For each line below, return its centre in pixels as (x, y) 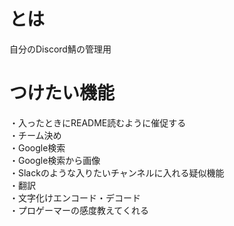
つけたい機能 (62, 93)
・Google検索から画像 (55, 160)
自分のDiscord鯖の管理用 (60, 49)
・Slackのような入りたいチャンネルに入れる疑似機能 (117, 172)
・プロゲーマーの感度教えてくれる (79, 210)
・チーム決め (35, 135)
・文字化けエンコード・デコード (75, 197)
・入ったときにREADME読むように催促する (98, 122)
